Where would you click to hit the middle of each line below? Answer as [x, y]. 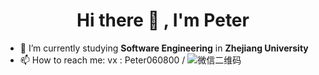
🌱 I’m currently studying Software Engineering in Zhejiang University [164, 48]
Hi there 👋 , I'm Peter [163, 20]
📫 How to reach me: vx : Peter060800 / [102, 60]
